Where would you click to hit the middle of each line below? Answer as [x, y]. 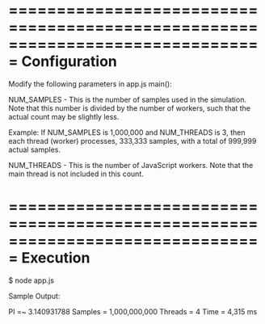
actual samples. [34, 149]
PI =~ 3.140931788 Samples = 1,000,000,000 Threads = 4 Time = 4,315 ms [133, 311]
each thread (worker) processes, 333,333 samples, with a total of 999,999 [132, 141]
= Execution [49, 258]
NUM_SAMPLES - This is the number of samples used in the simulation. [127, 99]
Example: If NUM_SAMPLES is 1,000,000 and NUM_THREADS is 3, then [127, 132]
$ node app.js [32, 280]
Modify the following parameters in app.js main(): [90, 84]
